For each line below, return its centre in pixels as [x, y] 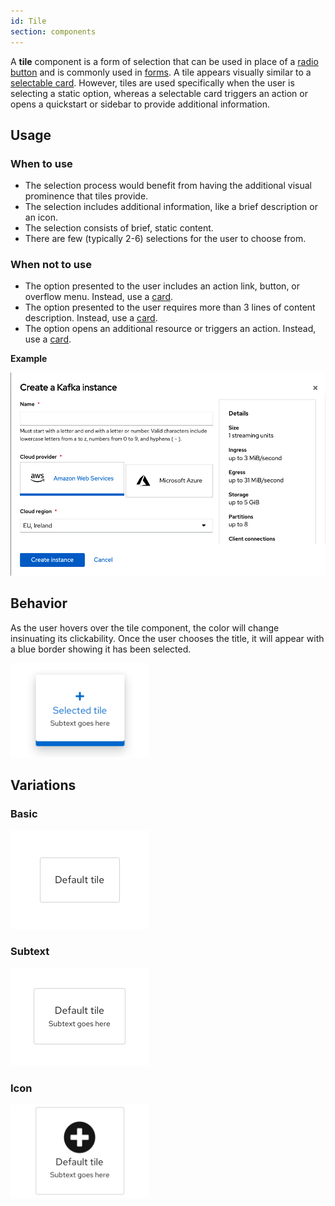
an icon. [41, 217]
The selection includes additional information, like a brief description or [171, 207]
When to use [41, 163]
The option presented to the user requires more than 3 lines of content [170, 307]
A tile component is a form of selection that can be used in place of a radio [164, 61]
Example [29, 359]
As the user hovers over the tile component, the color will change [145, 627]
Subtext [30, 951]
